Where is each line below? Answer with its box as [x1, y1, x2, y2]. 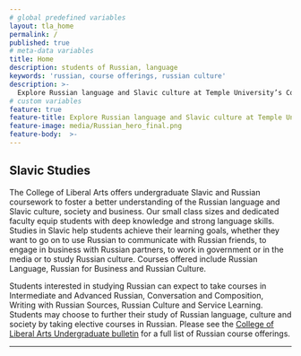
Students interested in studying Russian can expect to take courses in [9, 280, 267, 291]
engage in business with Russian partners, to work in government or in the [9, 244, 284, 255]
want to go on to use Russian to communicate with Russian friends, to [9, 234, 267, 245]
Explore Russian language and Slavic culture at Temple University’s [17, 88, 282, 97]
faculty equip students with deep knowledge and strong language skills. [9, 215, 275, 226]
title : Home [9, 55, 54, 64]
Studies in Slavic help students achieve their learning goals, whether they [9, 225, 280, 236]
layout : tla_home [9, 22, 74, 30]
